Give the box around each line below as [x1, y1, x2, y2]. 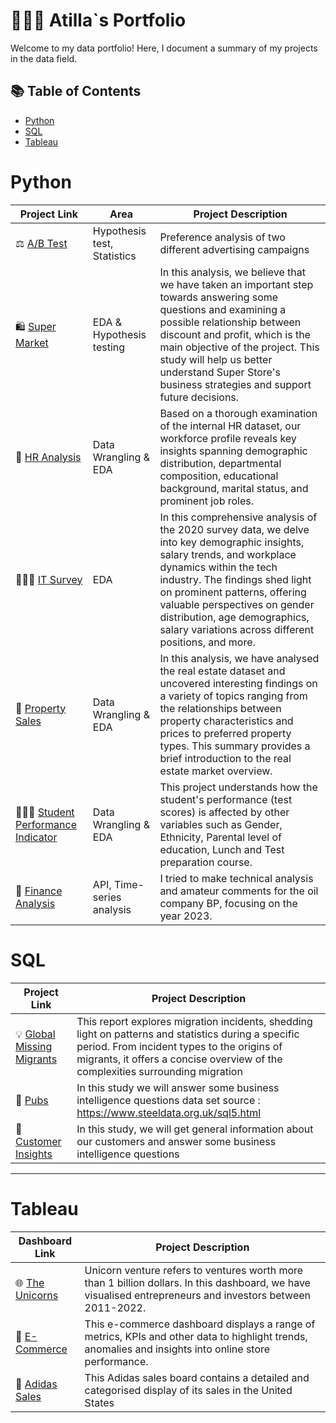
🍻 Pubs [15, 1093, 49, 1107]
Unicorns [15, 1288, 59, 1302]
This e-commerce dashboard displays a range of [84, 1317, 316, 1331]
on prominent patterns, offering [159, 585, 307, 599]
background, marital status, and [159, 481, 309, 495]
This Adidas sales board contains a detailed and [84, 1370, 310, 1384]
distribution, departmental [159, 456, 282, 470]
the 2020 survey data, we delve [159, 522, 310, 536]
